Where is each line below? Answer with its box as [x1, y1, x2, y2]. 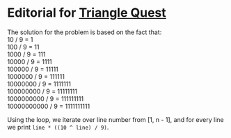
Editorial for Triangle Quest [7, 5, 167, 21]
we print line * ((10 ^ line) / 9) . [7, 123, 109, 131]
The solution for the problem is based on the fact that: [7, 28, 162, 36]
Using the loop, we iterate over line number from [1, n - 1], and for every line [7, 115, 224, 123]
